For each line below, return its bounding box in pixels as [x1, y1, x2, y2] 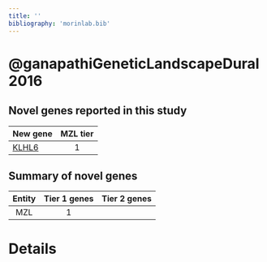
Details [8, 239, 57, 258]
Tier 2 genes [101, 193, 152, 204]
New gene [12, 127, 53, 139]
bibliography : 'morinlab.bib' [8, 19, 111, 28]
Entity [12, 193, 37, 204]
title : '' [8, 11, 42, 20]
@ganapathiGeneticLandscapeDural [8, 54, 260, 73]
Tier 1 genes [43, 193, 94, 204]
